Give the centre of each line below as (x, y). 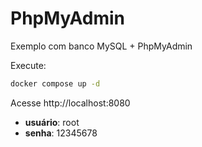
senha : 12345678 (61, 133)
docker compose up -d (55, 83)
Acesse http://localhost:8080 (70, 103)
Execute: (28, 65)
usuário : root (52, 122)
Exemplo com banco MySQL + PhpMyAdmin (101, 46)
